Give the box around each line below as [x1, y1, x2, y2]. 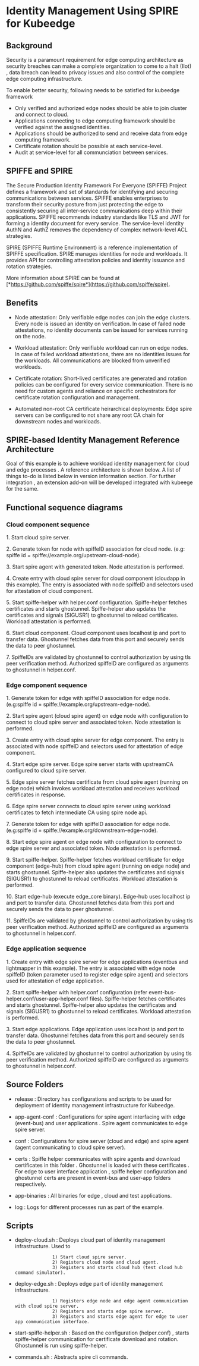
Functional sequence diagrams [6, 503, 124, 513]
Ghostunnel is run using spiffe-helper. [14, 1342, 108, 1349]
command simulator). [14, 1270, 66, 1276]
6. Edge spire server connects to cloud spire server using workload [6, 803, 171, 810]
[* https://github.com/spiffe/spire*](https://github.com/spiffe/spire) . [6, 281, 170, 288]
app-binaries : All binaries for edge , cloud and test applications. [14, 1192, 172, 1199]
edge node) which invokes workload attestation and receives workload [6, 785, 179, 792]
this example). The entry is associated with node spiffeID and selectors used [6, 581, 194, 588]
